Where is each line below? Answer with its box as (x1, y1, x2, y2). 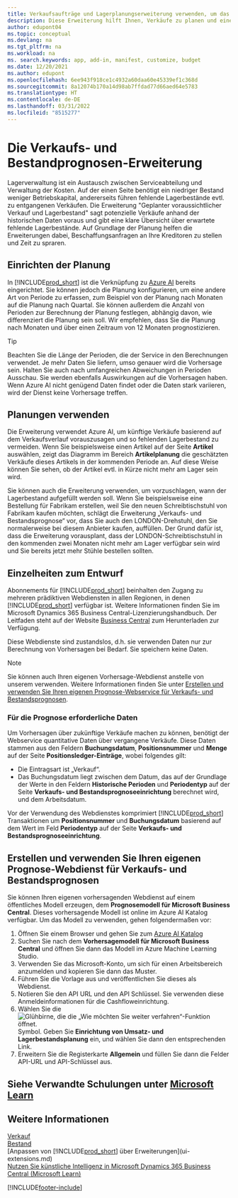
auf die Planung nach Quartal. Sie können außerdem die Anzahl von (7, 301, 205, 309)
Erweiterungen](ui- (134, 1147, 191, 1155)
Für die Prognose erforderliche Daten (7, 713, 138, 723)
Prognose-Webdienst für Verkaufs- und (7, 863, 187, 875)
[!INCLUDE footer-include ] (7, 1183, 83, 1192)
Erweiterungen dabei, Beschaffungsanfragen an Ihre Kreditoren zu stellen (7, 231, 222, 240)
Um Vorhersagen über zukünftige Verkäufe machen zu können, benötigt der (7, 729, 229, 737)
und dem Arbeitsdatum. (17, 795, 87, 804)
